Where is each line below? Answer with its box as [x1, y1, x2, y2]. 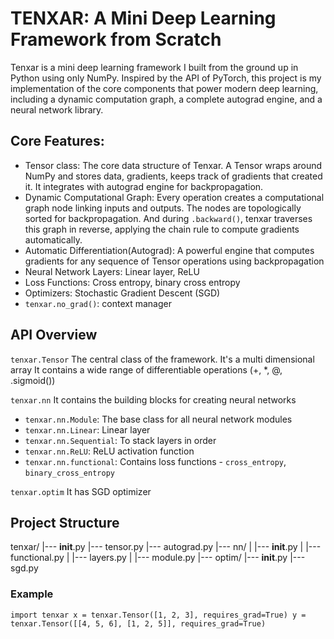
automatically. [24, 233, 83, 246]
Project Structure [10, 514, 120, 531]
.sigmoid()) [10, 374, 56, 386]
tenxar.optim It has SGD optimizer [10, 485, 152, 497]
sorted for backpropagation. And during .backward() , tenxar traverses [24, 212, 313, 224]
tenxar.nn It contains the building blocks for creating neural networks [10, 393, 297, 406]
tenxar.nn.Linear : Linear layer [24, 423, 151, 436]
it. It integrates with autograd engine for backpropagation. [24, 180, 264, 192]
